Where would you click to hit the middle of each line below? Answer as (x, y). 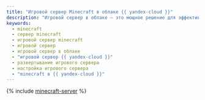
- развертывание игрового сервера (56, 62)
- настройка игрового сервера (50, 68)
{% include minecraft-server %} (47, 91)
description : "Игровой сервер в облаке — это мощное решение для (91, 18)
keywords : (19, 23)
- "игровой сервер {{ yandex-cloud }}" (63, 57)
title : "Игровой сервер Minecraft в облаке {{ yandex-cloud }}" (90, 12)
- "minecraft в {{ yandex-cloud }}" (58, 74)
